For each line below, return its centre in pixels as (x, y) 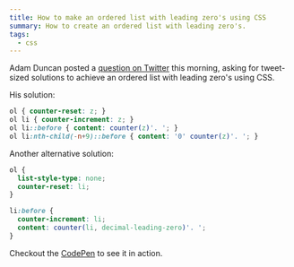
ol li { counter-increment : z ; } (72, 120)
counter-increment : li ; (61, 220)
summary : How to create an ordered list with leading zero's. (128, 26)
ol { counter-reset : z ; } (57, 112)
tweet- (273, 68)
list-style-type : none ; (61, 178)
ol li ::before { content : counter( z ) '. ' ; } (94, 128)
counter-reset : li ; (54, 186)
